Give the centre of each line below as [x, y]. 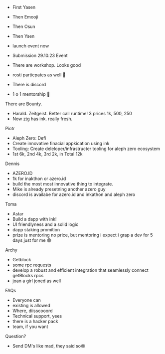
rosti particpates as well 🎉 [39, 75]
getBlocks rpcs [28, 275]
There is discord [29, 85]
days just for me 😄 [32, 240]
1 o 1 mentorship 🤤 [31, 94]
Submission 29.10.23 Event [40, 55]
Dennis [12, 164]
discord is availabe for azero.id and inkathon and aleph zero [74, 194]
